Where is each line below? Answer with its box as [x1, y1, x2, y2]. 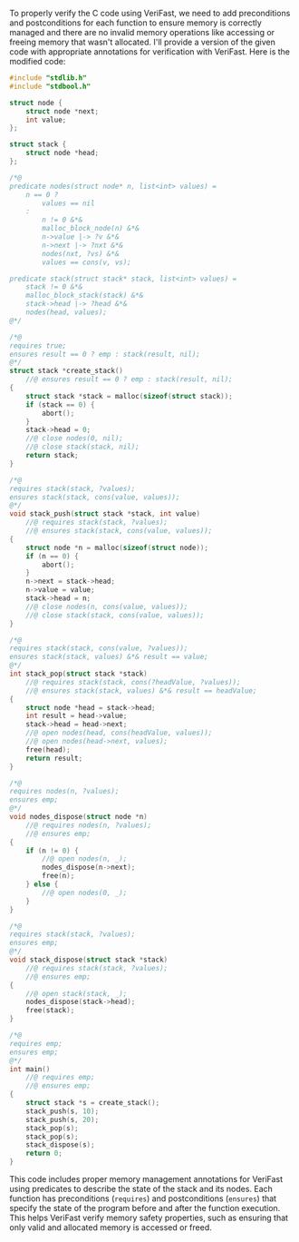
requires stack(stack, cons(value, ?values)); [9, 644, 188, 653]
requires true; [9, 340, 67, 350]
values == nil [42, 199, 95, 208]
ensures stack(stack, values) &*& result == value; [9, 653, 208, 662]
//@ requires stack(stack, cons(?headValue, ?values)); [25, 677, 242, 686]
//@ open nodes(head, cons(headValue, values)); [25, 728, 213, 738]
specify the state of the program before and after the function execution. [9, 1203, 281, 1213]
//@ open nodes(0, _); [42, 888, 128, 897]
